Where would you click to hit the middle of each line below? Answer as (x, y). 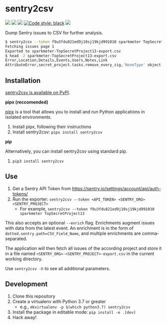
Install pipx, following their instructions (52, 127)
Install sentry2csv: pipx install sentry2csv (57, 132)
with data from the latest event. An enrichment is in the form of (69, 228)
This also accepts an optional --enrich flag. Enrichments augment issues (80, 222)
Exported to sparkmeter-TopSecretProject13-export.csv (63, 51)
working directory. (24, 259)
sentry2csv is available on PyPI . (38, 92)
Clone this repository (34, 296)
